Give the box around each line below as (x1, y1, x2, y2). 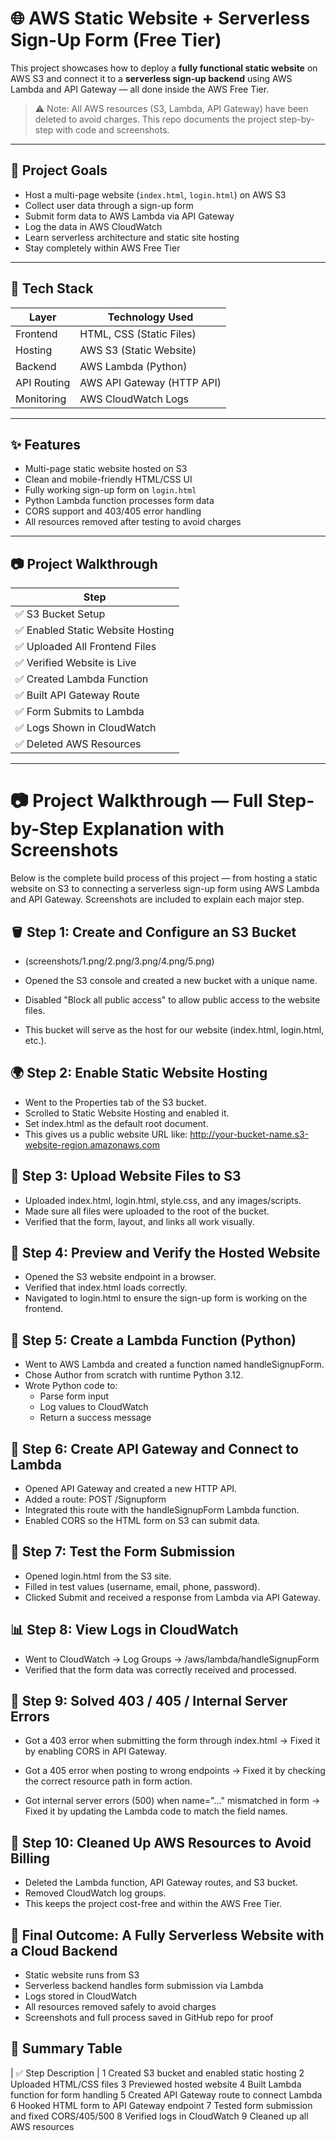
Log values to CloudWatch (39, 1401, 149, 1413)
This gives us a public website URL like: (24, 1128, 188, 1140)
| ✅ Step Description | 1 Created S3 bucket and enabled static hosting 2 (10, 2067, 305, 2079)
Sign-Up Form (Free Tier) (10, 29, 222, 52)
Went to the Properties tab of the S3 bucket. (24, 1096, 207, 1108)
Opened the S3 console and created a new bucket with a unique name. (24, 974, 318, 986)
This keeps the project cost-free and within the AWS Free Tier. (24, 1898, 283, 1910)
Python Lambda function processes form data (24, 495, 215, 507)
